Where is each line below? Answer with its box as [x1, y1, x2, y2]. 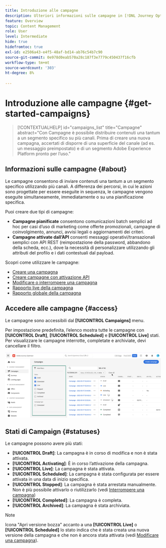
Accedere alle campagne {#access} [5, 304, 118, 313]
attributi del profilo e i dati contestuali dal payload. [12, 250, 115, 255]
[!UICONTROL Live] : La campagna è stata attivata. [12, 466, 115, 472]
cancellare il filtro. [5, 342, 42, 348]
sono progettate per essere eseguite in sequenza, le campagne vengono [5, 188, 153, 195]
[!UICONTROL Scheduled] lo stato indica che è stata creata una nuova [5, 527, 150, 533]
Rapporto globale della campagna [12, 290, 82, 296]
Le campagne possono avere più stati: [5, 440, 83, 447]
